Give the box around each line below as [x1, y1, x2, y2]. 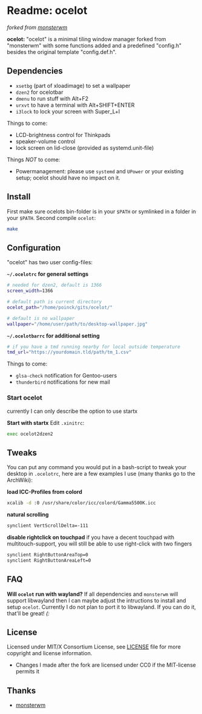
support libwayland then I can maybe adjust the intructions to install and [7, 596, 186, 604]
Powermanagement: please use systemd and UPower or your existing [15, 167, 184, 175]
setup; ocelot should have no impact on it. [15, 174, 120, 181]
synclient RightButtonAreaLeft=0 [7, 557, 91, 564]
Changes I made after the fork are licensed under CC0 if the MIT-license [15, 661, 196, 669]
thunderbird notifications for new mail [15, 378, 111, 385]
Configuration [7, 242, 61, 253]
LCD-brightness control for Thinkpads [15, 131, 111, 138]
